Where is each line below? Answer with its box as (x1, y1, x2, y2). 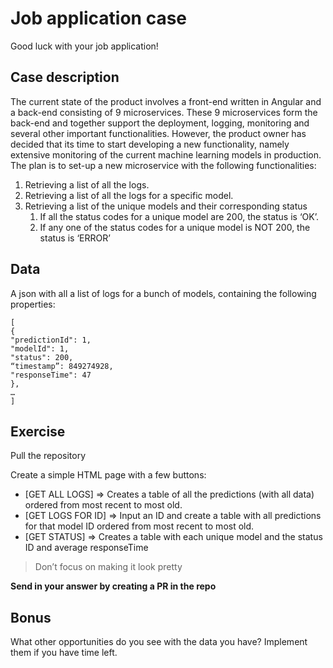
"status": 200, (10, 352, 74, 362)
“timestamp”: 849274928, (10, 361, 114, 371)
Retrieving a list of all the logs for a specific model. (24, 189, 234, 201)
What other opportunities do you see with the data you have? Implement (10, 636, 308, 648)
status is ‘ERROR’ (39, 232, 111, 244)
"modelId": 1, (10, 343, 70, 354)
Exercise (10, 423, 66, 440)
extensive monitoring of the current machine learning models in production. (10, 148, 322, 161)
